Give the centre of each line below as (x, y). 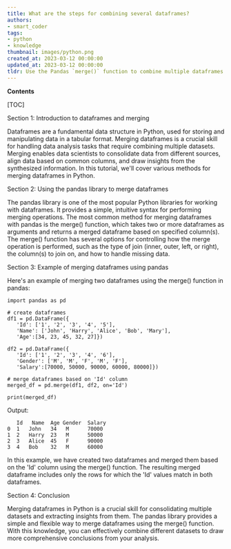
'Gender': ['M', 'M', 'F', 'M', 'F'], (72, 361)
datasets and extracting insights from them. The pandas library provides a (112, 516)
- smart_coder (28, 26)
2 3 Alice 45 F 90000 (55, 441)
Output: (18, 410)
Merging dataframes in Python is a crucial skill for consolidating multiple (110, 508)
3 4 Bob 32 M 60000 (55, 447)
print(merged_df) (32, 397)
